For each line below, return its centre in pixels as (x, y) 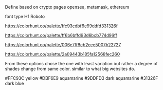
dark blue (15, 83)
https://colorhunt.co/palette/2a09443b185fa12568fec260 (63, 54)
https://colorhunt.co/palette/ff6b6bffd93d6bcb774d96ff (61, 35)
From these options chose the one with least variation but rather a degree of (81, 63)
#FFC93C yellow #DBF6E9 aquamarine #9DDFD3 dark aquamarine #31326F (81, 78)
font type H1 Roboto (25, 16)
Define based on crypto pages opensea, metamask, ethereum (67, 7)
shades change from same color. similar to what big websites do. (70, 69)
